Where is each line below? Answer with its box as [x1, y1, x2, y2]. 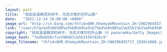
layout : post [5, 7, 32, 12]
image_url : [5, 21, 28, 26]
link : [5, 26, 16, 31]
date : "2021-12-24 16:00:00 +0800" [5, 16, 83, 21]
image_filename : [5, 40, 39, 45]
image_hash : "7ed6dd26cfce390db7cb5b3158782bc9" [5, 35, 108, 40]
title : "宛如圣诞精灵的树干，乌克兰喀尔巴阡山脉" [5, 12, 98, 17]
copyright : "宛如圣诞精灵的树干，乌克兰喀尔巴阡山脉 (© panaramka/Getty [5, 30, 145, 35]
